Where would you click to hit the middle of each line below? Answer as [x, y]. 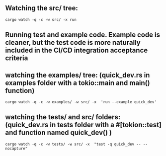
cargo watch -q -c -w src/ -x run [41, 19]
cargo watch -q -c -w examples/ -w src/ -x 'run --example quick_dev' [81, 102]
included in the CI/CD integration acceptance [77, 50]
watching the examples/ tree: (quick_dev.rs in [78, 75]
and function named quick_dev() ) [59, 133]
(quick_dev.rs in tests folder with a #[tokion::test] [83, 125]
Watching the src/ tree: [42, 8]
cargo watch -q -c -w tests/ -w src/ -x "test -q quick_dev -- [73, 144]
